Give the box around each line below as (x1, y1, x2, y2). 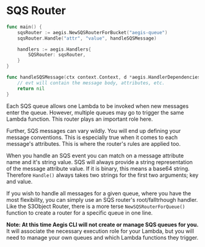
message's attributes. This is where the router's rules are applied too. (6, 140, 181, 147)
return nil (17, 85, 45, 91)
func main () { (6, 24, 43, 30)
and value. (6, 177, 33, 185)
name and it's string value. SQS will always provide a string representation (6, 158, 193, 165)
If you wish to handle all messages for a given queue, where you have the (6, 190, 191, 197)
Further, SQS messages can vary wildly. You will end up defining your (6, 127, 181, 134)
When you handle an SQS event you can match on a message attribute (6, 152, 184, 159)
